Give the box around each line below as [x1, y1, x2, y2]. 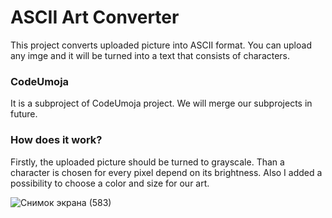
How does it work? [10, 133, 103, 147]
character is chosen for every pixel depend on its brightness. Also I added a [10, 166, 323, 178]
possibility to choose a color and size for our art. [10, 177, 210, 189]
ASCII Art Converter [10, 6, 180, 29]
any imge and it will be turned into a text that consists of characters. [10, 49, 291, 61]
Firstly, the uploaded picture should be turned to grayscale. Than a [10, 156, 285, 168]
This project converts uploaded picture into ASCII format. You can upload [10, 39, 312, 51]
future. [10, 108, 38, 120]
